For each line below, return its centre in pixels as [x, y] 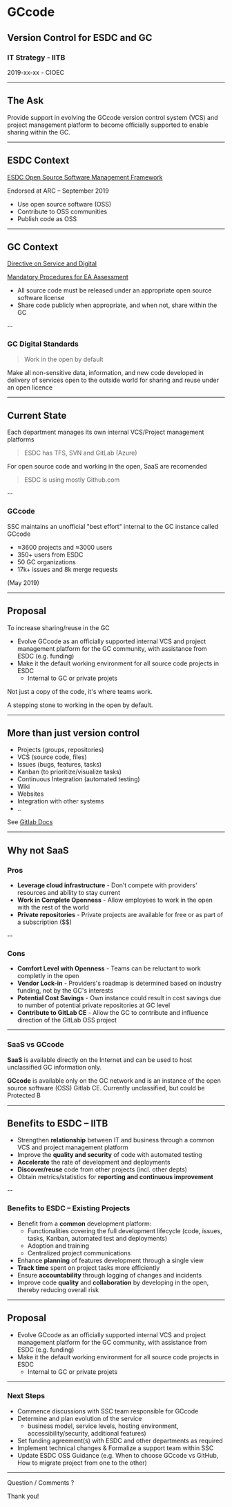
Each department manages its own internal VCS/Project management [106, 432]
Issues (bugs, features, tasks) [59, 765]
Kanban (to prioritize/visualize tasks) [69, 772]
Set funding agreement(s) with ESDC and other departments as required [120, 1440]
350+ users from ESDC [50, 555]
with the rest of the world [53, 907]
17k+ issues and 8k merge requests [68, 569]
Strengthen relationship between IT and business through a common [116, 1140]
